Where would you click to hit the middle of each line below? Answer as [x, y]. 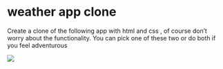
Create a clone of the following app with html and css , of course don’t [107, 31]
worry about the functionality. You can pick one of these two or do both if [111, 38]
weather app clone [62, 12]
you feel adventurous [37, 45]
